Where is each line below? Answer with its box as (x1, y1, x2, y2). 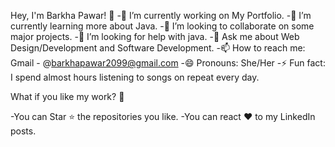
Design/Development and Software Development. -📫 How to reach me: (10, 42, 306, 54)
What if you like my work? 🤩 (10, 91, 125, 102)
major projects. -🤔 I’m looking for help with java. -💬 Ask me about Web (10, 31, 300, 42)
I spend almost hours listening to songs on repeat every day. (10, 71, 260, 83)
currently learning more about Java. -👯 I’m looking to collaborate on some (10, 20, 315, 32)
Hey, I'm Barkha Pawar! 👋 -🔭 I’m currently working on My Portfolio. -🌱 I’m (10, 10, 312, 21)
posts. (10, 125, 37, 137)
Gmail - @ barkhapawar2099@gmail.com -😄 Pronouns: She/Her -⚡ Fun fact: (10, 57, 326, 69)
